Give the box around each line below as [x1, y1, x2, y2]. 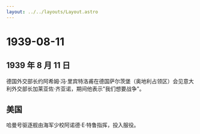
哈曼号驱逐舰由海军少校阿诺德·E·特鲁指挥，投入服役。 [6, 121, 140, 129]
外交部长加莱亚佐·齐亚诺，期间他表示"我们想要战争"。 [11, 85, 145, 92]
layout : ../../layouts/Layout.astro [6, 8, 98, 15]
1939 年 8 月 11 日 [6, 60, 70, 71]
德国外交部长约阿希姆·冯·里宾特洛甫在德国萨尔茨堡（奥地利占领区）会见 [6, 77, 184, 85]
